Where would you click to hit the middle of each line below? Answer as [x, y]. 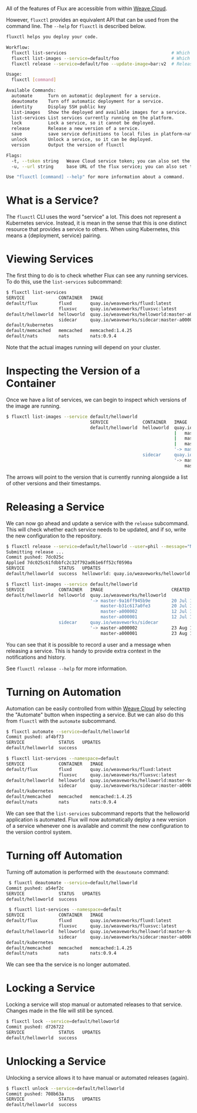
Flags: [14, 155]
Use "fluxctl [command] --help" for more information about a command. [95, 177]
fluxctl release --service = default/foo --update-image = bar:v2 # [93, 64]
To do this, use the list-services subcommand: [64, 282]
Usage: [14, 75]
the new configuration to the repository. [54, 536]
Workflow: [18, 47]
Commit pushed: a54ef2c [35, 888]
